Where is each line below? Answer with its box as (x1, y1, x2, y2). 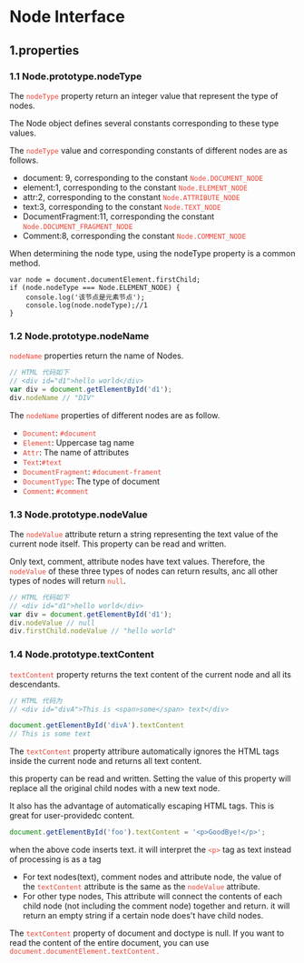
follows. (9, 155, 39, 166)
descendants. (9, 678, 61, 689)
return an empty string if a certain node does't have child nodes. (22, 910, 264, 921)
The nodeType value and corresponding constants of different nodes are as (9, 145, 288, 155)
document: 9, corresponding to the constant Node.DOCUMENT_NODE (22, 172, 263, 183)
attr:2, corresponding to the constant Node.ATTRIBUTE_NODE (22, 191, 240, 202)
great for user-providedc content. (9, 810, 135, 821)
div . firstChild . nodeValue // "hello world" (9, 627, 177, 636)
